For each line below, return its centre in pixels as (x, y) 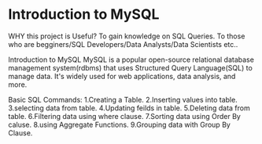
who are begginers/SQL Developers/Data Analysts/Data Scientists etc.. (123, 44)
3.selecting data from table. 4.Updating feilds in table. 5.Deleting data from (129, 108)
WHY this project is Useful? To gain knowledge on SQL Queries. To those (127, 36)
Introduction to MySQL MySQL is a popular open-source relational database (131, 59)
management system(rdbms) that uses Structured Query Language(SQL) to (131, 67)
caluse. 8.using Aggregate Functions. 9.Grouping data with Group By (119, 124)
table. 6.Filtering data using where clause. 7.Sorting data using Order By (125, 116)
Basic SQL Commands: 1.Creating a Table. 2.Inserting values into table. (123, 99)
